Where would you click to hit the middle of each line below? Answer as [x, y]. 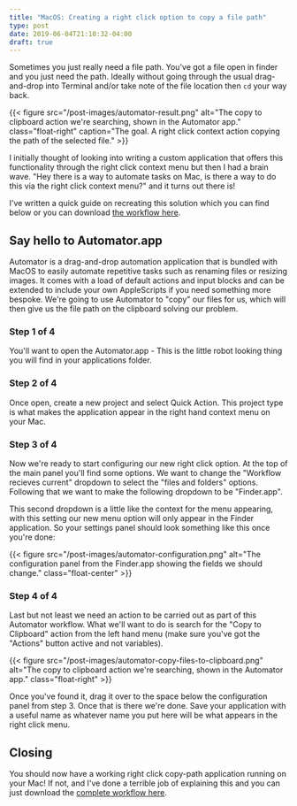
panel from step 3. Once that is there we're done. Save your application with [148, 706]
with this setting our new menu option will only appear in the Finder [132, 518]
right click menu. [40, 725]
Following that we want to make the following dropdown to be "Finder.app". [146, 491]
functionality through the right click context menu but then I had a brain [139, 167]
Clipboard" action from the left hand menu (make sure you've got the [135, 634]
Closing [31, 752]
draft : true [31, 42]
